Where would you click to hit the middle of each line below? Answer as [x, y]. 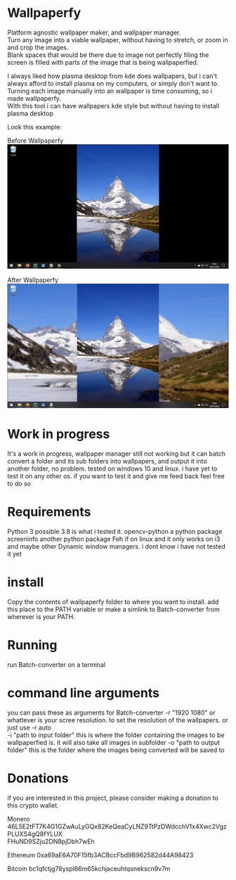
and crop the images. [38, 47]
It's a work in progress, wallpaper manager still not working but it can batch [117, 453]
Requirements [49, 512]
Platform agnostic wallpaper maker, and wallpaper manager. [94, 32]
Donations [38, 778]
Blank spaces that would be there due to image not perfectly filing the [108, 55]
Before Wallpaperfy [35, 140]
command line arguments [84, 693]
